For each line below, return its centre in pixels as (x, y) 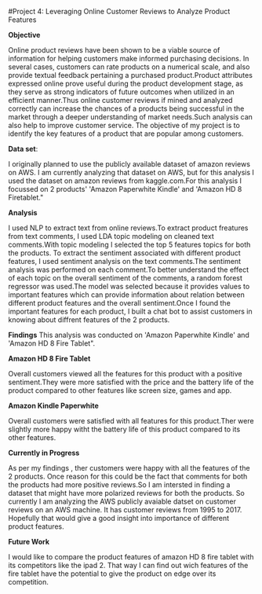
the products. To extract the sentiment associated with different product (124, 253)
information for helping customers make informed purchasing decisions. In (129, 59)
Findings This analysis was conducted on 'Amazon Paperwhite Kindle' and (129, 335)
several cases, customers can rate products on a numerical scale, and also (129, 67)
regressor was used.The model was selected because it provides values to (129, 286)
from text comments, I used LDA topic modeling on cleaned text (111, 236)
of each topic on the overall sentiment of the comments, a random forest (126, 278)
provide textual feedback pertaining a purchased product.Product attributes (131, 75)
